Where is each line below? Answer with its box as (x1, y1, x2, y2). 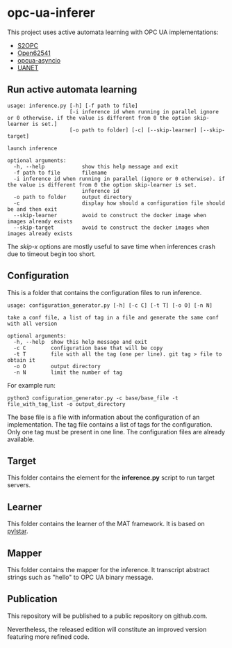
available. (7, 435, 35, 443)
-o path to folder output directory (13, 193, 132, 200)
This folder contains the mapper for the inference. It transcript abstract (7, 566, 210, 574)
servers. (7, 481, 31, 489)
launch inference (7, 145, 58, 152)
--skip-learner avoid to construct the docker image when (13, 212, 207, 219)
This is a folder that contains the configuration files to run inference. (7, 288, 202, 297)
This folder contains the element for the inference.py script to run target (7, 473, 215, 482)
